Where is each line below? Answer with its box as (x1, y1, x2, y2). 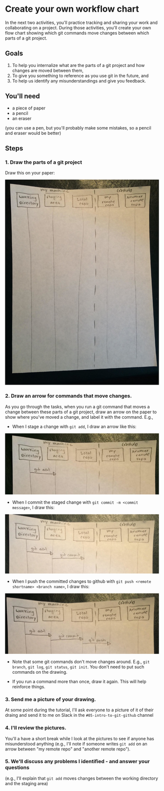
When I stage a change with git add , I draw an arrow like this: (12, 424, 137, 429)
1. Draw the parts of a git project (5, 159, 82, 166)
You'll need (5, 92, 40, 101)
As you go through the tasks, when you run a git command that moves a (5, 404, 150, 409)
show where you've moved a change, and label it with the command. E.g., (5, 414, 154, 420)
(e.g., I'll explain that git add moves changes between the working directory (5, 775, 159, 781)
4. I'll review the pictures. (5, 725, 67, 731)
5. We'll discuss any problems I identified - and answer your (5, 758, 150, 765)
